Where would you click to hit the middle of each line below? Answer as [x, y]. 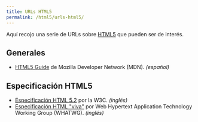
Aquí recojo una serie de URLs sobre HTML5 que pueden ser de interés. [95, 34]
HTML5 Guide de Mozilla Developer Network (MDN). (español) [92, 67]
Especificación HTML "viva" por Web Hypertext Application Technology [103, 107]
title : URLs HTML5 [29, 12]
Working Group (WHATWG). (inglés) [59, 113]
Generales [26, 53]
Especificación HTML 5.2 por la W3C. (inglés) [71, 100]
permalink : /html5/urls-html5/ [45, 17]
